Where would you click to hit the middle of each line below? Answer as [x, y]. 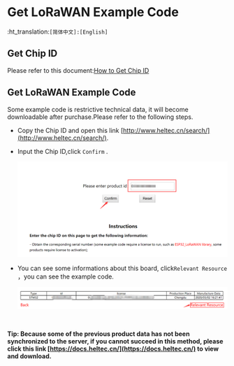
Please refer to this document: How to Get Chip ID [78, 70]
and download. [29, 356]
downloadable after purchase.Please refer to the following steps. [100, 117]
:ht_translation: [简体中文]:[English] [58, 31]
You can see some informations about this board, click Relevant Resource [122, 268]
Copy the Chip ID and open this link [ [70, 130]
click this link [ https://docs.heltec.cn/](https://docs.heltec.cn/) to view [113, 349]
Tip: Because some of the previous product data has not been [98, 334]
